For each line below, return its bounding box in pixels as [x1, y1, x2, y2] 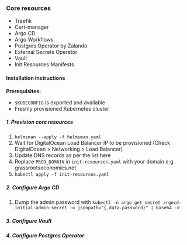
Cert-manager [14, 23, 49, 30]
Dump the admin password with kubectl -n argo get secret [14, 199, 161, 206]
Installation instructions [6, 74, 65, 81]
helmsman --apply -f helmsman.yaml [14, 134, 102, 140]
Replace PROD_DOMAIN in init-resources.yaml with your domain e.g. [14, 158, 175, 165]
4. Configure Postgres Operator [6, 232, 85, 239]
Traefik [14, 18, 32, 25]
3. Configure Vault [6, 217, 52, 224]
